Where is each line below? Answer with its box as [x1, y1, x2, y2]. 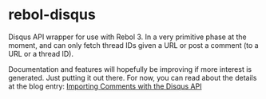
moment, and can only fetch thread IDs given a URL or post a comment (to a [8, 40, 259, 49]
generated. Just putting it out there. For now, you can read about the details [8, 73, 257, 82]
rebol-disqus [8, 6, 96, 24]
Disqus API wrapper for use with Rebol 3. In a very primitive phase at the [8, 32, 247, 42]
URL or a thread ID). [8, 49, 74, 58]
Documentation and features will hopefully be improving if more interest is [8, 64, 252, 73]
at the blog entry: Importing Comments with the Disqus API [8, 81, 202, 91]
